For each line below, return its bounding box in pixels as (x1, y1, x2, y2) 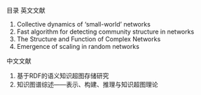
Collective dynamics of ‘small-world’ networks (16, 20, 151, 28)
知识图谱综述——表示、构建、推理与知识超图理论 (16, 80, 158, 89)
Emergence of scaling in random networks (16, 43, 139, 50)
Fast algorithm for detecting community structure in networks (16, 27, 195, 36)
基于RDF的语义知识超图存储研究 (16, 72, 109, 80)
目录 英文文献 (6, 6, 46, 14)
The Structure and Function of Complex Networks (16, 35, 161, 43)
